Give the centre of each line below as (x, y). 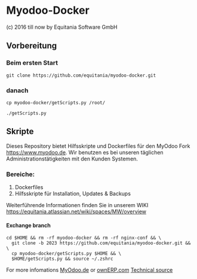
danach (17, 90)
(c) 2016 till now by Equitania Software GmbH (62, 27)
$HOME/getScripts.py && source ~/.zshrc (62, 259)
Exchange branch (28, 225)
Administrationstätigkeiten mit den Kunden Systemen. (72, 159)
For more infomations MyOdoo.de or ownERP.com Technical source (90, 270)
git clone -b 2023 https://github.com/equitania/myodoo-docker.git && (101, 243)
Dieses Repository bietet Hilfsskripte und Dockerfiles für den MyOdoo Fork (98, 146)
